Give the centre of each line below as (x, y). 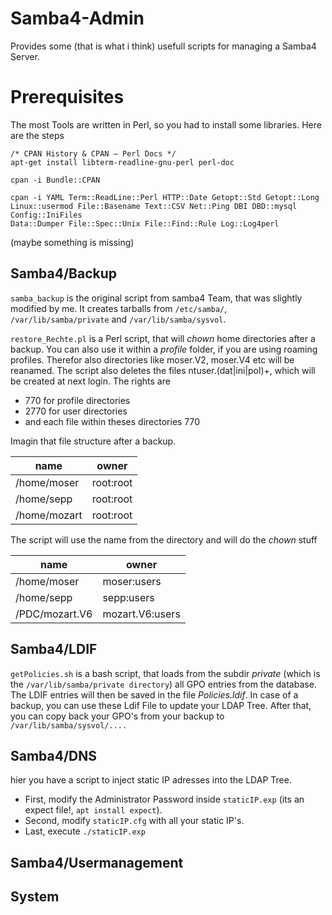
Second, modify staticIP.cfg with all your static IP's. (134, 821)
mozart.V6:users (141, 614)
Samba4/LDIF (54, 649)
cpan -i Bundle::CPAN (55, 180)
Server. (25, 56)
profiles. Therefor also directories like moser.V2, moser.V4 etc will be (152, 359)
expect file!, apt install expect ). (93, 810)
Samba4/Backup (64, 273)
